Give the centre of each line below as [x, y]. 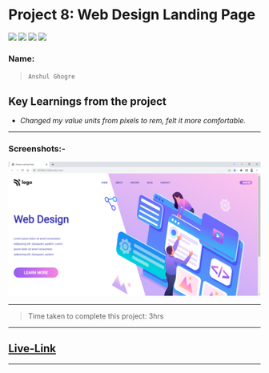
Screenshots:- [37, 148]
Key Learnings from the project [87, 101]
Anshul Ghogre [51, 77]
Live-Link [32, 349]
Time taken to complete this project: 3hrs [96, 316]
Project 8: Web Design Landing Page [132, 15]
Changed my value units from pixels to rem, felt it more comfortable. [132, 121]
